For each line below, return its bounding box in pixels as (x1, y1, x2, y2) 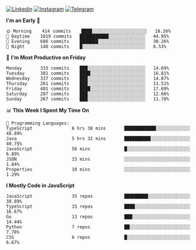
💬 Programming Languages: (6, 120, 69, 126)
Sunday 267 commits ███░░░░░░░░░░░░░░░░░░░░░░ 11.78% (6, 96, 169, 102)
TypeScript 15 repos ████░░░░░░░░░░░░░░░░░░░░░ (6, 204, 191, 210)
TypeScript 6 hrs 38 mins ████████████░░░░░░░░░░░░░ (6, 126, 191, 131)
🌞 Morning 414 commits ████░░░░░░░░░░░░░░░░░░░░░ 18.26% (6, 28, 171, 34)
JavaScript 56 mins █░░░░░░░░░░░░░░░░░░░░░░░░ (6, 146, 191, 152)
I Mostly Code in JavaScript (6, 182, 75, 189)
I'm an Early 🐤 (6, 17, 40, 23)
